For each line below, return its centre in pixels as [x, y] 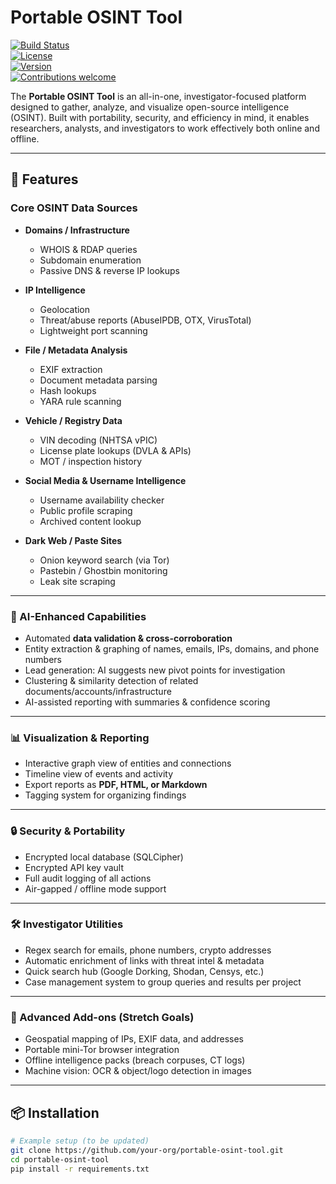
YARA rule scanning [80, 401]
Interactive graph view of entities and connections [128, 763]
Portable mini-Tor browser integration [102, 1050]
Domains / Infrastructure [77, 230]
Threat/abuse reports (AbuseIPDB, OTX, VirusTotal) [145, 320]
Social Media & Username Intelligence [105, 480]
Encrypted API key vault [74, 867]
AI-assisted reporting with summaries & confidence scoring [147, 702]
